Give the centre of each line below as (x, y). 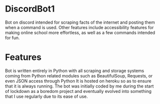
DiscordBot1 (30, 9)
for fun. (13, 38)
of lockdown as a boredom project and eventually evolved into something (78, 91)
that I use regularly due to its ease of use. (47, 96)
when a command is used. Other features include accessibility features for (80, 27)
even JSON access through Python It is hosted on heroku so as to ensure (78, 81)
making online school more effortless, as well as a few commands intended (80, 32)
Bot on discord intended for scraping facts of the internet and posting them (80, 22)
